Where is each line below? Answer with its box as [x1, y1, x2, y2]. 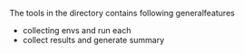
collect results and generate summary [22, 35, 165, 45]
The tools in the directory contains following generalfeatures [9, 8, 236, 18]
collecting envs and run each [22, 25, 132, 35]
